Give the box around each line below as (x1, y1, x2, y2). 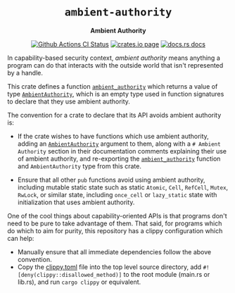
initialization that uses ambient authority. (17, 198, 135, 206)
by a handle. (7, 68, 44, 77)
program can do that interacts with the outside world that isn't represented (7, 61, 224, 69)
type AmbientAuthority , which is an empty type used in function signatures (7, 89, 224, 98)
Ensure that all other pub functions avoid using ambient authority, (17, 175, 205, 184)
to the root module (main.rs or (122, 270, 210, 278)
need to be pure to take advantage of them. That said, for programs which (7, 219, 222, 227)
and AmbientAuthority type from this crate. (17, 161, 142, 170)
